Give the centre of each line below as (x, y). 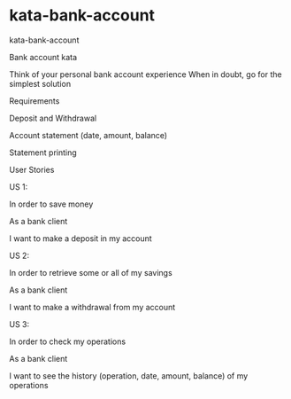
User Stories (32, 169)
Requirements (34, 101)
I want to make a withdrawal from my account (92, 307)
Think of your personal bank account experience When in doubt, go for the (145, 74)
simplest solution (40, 83)
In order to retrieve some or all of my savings (91, 272)
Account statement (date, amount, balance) (88, 135)
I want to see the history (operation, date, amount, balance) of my (129, 376)
